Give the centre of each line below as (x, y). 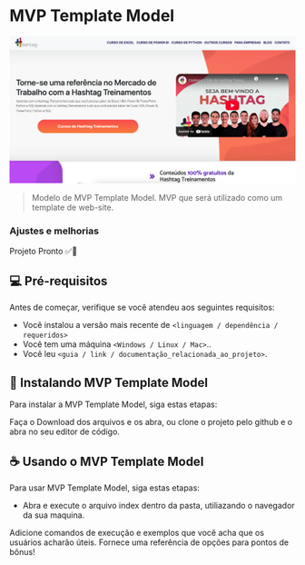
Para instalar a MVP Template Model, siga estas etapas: (113, 404)
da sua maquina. (54, 515)
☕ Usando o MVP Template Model (107, 461)
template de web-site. (73, 208)
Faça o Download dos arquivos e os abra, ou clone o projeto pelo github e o (151, 422)
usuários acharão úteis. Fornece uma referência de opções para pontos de (149, 542)
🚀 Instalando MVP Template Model (109, 382)
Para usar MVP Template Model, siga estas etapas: (104, 488)
